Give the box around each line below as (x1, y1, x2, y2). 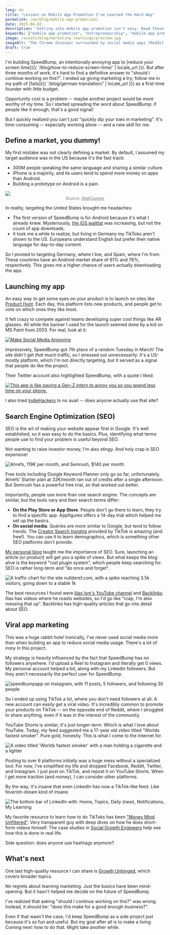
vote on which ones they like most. (5, 307, 78, 313)
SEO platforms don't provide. (12, 539, 73, 545)
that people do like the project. (5, 363, 69, 369)
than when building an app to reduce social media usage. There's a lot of (5, 640, 157, 646)
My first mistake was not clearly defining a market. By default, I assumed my (5, 150, 165, 156)
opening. (5, 888, 24, 895)
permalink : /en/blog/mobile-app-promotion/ (5, 17, 99, 22)
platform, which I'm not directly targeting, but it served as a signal (20, 357, 158, 363)
